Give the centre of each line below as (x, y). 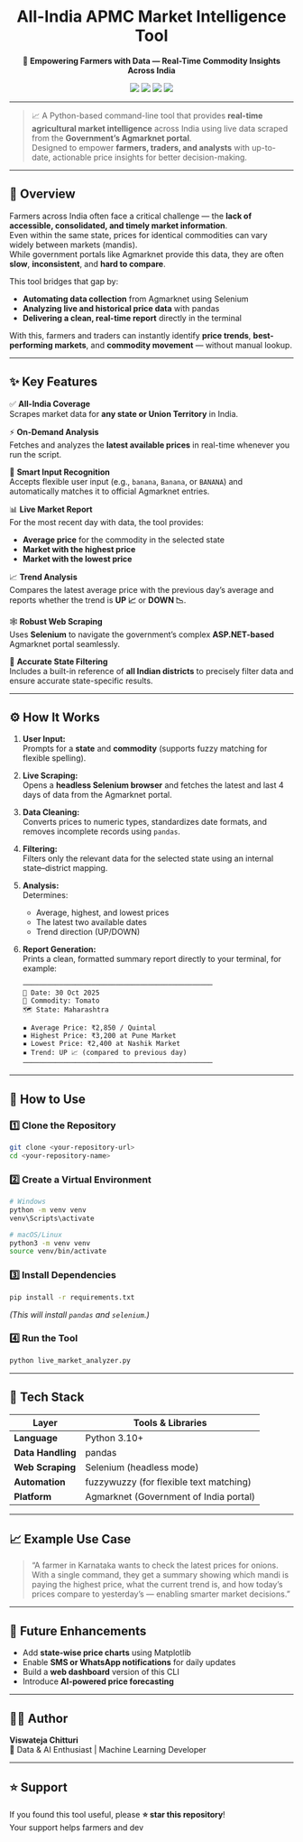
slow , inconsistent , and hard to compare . (87, 264)
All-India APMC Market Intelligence (151, 17)
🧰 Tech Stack (47, 1398)
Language (36, 1438)
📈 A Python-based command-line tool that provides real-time (147, 116)
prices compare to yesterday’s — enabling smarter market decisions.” (161, 1594)
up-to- (264, 147)
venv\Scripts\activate (52, 1218)
